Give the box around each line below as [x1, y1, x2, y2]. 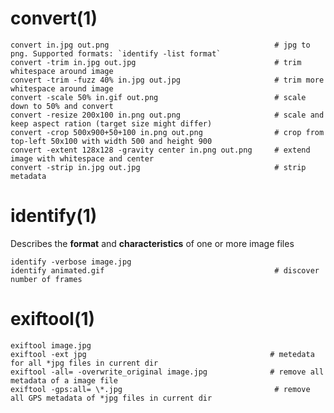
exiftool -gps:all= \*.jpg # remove [10, 384, 311, 394]
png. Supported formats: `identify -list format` [10, 48, 222, 59]
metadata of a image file [10, 375, 118, 386]
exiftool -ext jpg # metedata [10, 349, 315, 359]
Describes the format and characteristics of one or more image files [10, 237, 295, 249]
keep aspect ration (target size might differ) [10, 118, 213, 129]
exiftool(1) [10, 308, 96, 331]
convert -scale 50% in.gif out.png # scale [10, 92, 307, 102]
